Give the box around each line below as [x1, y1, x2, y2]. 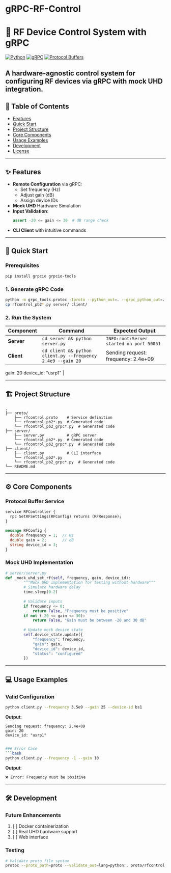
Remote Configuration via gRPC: [12, 181, 82, 187]
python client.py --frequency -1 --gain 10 [5, 755, 99, 760]
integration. [5, 85, 43, 93]
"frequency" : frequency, [32, 637, 85, 642]
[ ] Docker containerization [12, 823, 69, 829]
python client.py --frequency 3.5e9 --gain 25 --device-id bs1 [5, 705, 142, 710]
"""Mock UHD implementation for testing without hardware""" [23, 580, 156, 585]
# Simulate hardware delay [23, 585, 81, 590]
